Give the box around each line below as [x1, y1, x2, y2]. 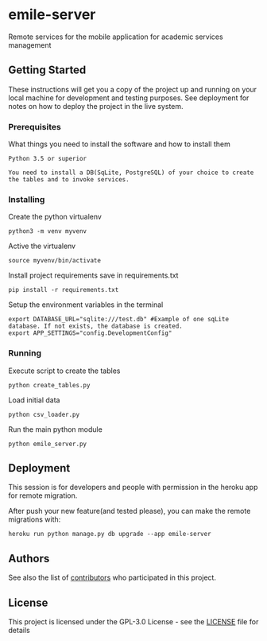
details [8, 626, 30, 635]
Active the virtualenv [8, 241, 76, 251]
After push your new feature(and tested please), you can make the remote [8, 507, 251, 516]
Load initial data [8, 395, 60, 405]
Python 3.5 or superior [8, 155, 87, 163]
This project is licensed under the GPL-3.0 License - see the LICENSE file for [8, 617, 259, 627]
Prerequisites [8, 121, 61, 132]
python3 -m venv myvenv [8, 227, 87, 235]
